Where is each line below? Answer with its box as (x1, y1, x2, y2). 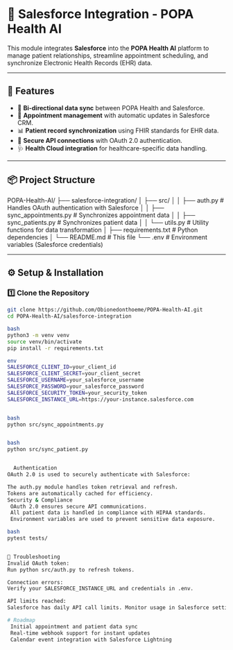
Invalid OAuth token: (7, 560, 70, 567)
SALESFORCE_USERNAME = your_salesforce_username (7, 377, 144, 384)
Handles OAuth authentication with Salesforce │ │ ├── (7, 203, 164, 212)
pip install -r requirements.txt (7, 345, 104, 352)
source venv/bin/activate (7, 338, 82, 345)
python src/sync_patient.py (7, 446, 89, 453)
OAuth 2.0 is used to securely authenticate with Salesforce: (7, 471, 191, 478)
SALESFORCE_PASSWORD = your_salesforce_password (7, 383, 144, 390)
